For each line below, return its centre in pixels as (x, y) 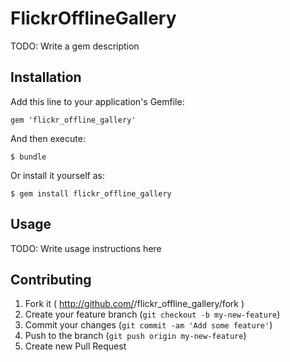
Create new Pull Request (75, 346)
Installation (46, 77)
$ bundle (28, 157)
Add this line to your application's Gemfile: (97, 101)
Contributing (51, 279)
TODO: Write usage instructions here (86, 248)
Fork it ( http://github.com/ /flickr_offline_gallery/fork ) (134, 304)
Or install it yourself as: (57, 175)
